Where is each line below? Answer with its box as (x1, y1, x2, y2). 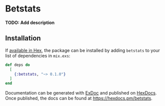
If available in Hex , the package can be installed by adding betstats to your (5, 47, 160, 53)
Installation (5, 34, 41, 42)
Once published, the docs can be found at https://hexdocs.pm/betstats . (5, 95, 152, 101)
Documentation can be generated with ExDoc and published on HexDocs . (5, 90, 157, 96)
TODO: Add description (5, 19, 55, 25)
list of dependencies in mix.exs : (5, 52, 70, 58)
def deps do (5, 62, 30, 67)
